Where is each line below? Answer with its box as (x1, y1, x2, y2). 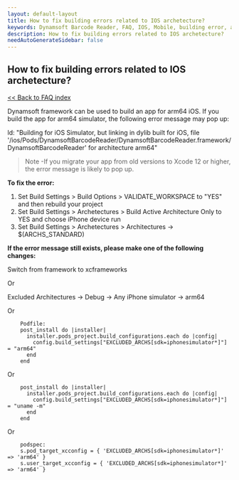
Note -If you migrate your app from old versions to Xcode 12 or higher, (24, 157, 231, 166)
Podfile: (20, 320, 46, 327)
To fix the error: (7, 178, 55, 187)
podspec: (20, 441, 46, 448)
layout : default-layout (7, 10, 78, 18)
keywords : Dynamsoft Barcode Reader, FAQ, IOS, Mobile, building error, (7, 23, 228, 31)
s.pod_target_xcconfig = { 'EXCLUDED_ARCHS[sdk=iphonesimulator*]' (20, 447, 224, 454)
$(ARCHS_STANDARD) (17, 230, 85, 238)
